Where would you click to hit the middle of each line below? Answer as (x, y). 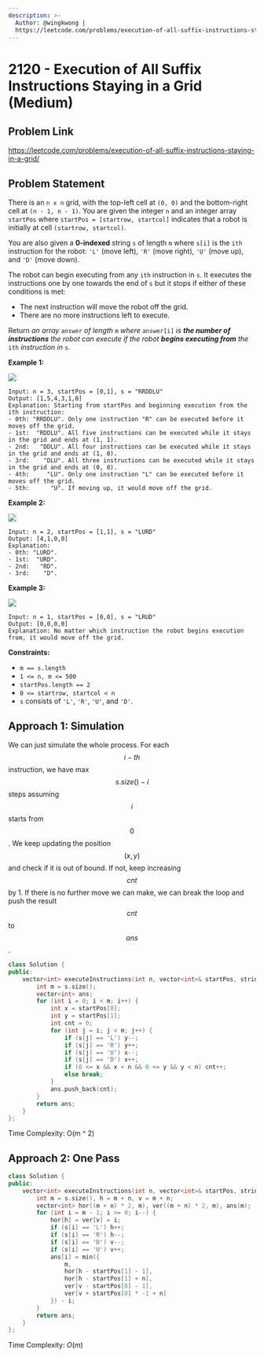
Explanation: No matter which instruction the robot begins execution (126, 631)
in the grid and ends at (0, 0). (63, 468)
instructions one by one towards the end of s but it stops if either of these (127, 284)
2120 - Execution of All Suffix (105, 69)
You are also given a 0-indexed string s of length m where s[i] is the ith (125, 243)
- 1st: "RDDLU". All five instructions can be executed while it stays (130, 433)
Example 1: (26, 362)
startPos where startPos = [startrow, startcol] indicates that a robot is (128, 219)
